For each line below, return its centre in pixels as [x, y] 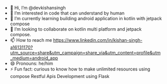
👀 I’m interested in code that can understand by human [67, 13]
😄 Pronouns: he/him [31, 63]
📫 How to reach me [31, 40]
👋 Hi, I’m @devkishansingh [38, 8]
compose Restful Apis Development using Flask [60, 76]
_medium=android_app [34, 58]
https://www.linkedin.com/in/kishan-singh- [98, 40]
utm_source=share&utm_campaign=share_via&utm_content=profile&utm [85, 53]
